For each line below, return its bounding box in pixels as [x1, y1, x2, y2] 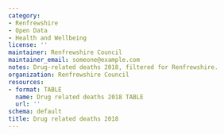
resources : [8, 78, 44, 86]
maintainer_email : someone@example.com [8, 56, 141, 64]
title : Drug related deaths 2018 [8, 115, 119, 123]
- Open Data [8, 26, 48, 34]
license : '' [8, 41, 48, 49]
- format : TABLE [8, 85, 62, 94]
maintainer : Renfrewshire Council [8, 48, 123, 56]
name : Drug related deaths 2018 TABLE [15, 93, 145, 101]
